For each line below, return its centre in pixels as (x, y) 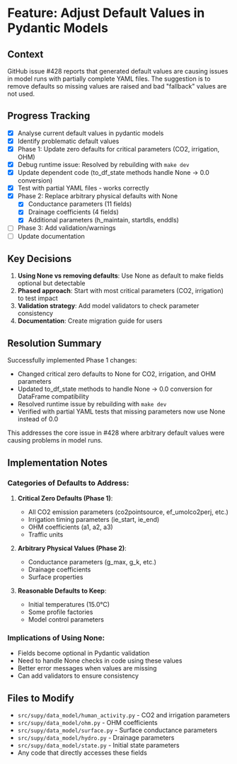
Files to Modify (41, 698)
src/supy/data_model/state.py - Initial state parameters (98, 745)
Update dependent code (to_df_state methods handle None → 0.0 (114, 173)
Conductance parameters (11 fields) (80, 204)
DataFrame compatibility (53, 397)
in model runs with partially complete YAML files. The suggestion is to (109, 79)
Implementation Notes (58, 463)
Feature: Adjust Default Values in (106, 13)
